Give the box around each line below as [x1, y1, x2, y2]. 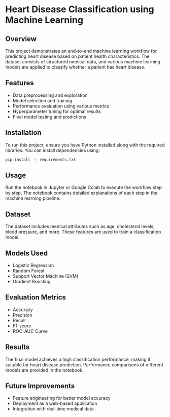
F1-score [12, 323, 31, 329]
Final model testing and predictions [12, 113, 86, 120]
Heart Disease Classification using [5, 4, 155, 15]
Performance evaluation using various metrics [12, 103, 109, 109]
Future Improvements [5, 382, 75, 390]
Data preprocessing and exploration [12, 92, 88, 98]
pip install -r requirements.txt [5, 157, 76, 162]
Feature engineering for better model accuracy [12, 395, 111, 401]
